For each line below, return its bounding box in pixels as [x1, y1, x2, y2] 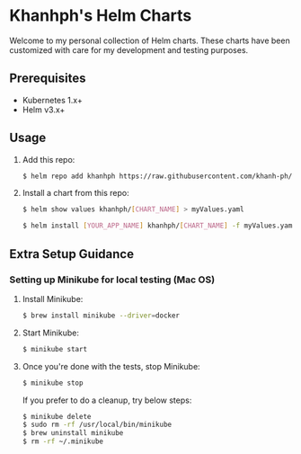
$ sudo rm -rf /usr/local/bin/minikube [22, 420, 173, 430]
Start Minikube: [22, 327, 79, 338]
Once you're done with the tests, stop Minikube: [22, 361, 200, 371]
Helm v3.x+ [22, 104, 66, 115]
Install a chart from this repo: [22, 188, 129, 199]
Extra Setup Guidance [9, 246, 135, 262]
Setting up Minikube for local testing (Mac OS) [9, 273, 216, 286]
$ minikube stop [22, 378, 84, 387]
